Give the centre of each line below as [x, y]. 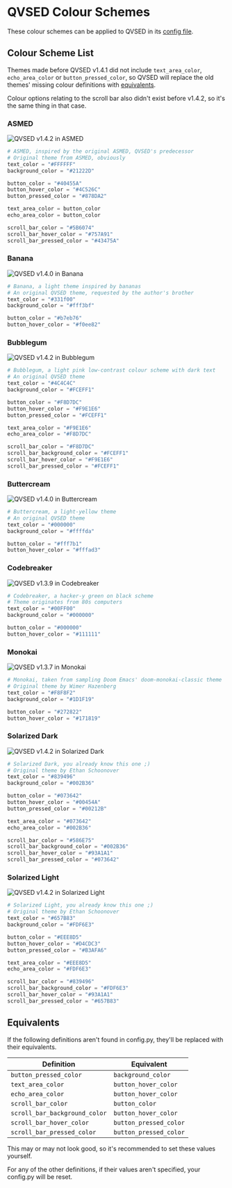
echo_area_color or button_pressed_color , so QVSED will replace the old [110, 77]
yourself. [20, 1156]
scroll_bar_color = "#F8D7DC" [51, 447]
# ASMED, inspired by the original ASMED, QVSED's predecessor [101, 151]
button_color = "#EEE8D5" [44, 937]
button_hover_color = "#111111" [54, 634]
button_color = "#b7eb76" [44, 318]
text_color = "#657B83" [42, 918]
